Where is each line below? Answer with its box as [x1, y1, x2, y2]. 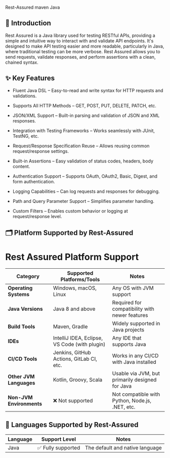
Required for [112, 299, 142, 306]
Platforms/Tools [60, 276, 100, 283]
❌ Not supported [53, 397, 93, 404]
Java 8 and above [53, 305, 96, 312]
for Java [112, 382, 132, 389]
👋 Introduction [5, 19, 52, 27]
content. [12, 163, 30, 169]
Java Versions [8, 305, 43, 312]
